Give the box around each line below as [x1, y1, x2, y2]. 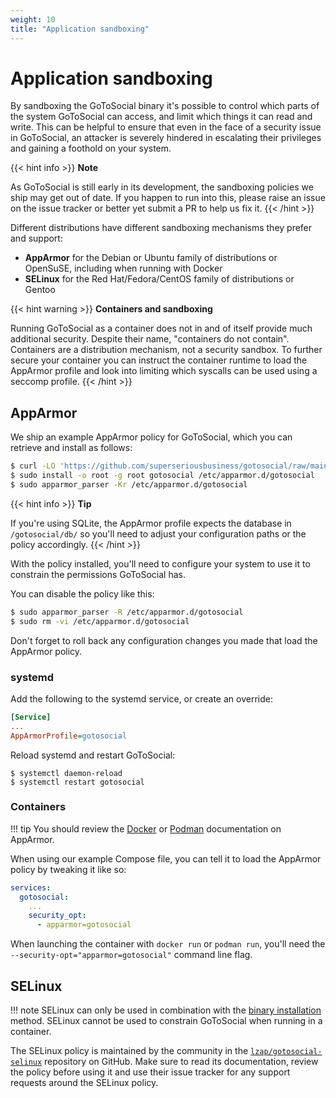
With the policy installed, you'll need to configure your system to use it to [10, 557, 311, 570]
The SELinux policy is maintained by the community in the [10, 1045, 249, 1057]
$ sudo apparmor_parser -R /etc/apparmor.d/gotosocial [10, 607, 244, 617]
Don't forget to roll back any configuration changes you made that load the [10, 634, 318, 646]
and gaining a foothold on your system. [10, 142, 172, 155]
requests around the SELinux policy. [10, 1077, 159, 1089]
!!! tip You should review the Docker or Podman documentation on [10, 822, 282, 835]
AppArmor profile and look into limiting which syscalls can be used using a [10, 365, 318, 377]
